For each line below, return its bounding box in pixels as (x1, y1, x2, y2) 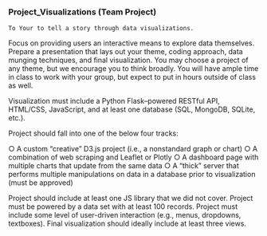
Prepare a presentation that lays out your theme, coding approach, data (8, 47, 243, 57)
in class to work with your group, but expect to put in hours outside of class (8, 73, 257, 82)
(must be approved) (8, 178, 73, 187)
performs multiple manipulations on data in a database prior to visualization (8, 170, 256, 179)
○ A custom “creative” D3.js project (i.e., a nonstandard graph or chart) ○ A (8, 144, 257, 154)
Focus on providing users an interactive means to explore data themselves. (8, 38, 255, 48)
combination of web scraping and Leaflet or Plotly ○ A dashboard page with (8, 152, 259, 162)
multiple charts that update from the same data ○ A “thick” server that (8, 161, 239, 171)
